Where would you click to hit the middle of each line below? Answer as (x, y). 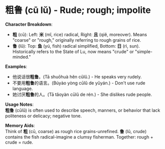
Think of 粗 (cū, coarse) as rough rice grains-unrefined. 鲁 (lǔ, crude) (76, 131)
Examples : (16, 66)
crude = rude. (19, 142)
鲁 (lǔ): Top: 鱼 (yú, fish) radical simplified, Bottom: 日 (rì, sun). (76, 46)
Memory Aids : (20, 125)
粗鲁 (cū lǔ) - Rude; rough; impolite (78, 10)
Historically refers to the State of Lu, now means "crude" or (73, 51)
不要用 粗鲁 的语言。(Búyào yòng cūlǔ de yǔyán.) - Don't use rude (79, 83)
